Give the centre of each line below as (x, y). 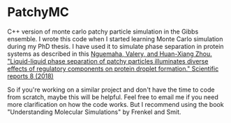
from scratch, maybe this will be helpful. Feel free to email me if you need (113, 97)
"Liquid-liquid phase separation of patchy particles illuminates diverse (108, 61)
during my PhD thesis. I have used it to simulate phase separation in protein (116, 46)
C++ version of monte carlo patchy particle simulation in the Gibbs (103, 31)
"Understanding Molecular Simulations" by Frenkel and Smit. (94, 112)
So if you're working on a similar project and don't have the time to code (111, 89)
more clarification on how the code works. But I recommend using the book (116, 104)
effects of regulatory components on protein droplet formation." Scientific (113, 68)
